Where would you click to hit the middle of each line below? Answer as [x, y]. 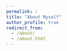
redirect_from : [25, 28]
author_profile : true [33, 22]
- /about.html [29, 39]
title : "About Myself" [34, 17]
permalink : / [22, 11]
